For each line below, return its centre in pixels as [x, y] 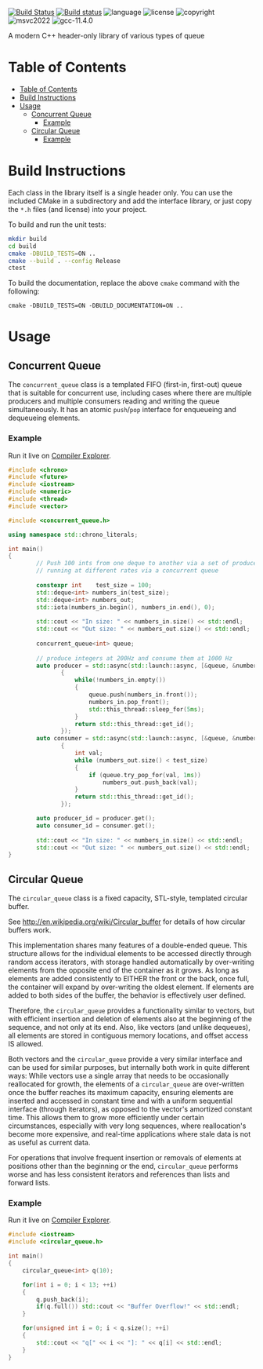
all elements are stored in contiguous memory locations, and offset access [128, 1035]
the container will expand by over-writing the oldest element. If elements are [131, 987]
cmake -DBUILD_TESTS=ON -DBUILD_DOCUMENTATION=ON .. [96, 306]
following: [24, 291]
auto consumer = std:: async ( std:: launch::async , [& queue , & [136, 739]
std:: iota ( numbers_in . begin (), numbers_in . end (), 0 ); [126, 607]
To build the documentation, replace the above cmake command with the [124, 283]
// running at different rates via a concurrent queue [128, 571]
